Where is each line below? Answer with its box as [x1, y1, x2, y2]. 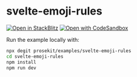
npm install [6, 59, 36, 65]
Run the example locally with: [6, 36, 80, 43]
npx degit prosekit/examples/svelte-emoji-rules [6, 47, 132, 54]
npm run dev [6, 65, 36, 71]
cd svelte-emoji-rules [6, 53, 64, 59]
